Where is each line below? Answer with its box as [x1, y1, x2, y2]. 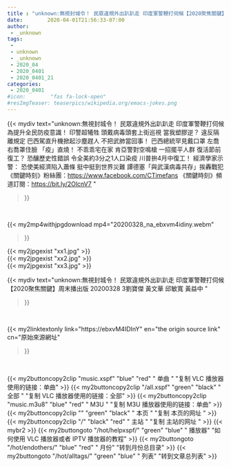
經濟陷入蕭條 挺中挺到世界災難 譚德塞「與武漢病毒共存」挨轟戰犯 [39, 163, 224, 171]
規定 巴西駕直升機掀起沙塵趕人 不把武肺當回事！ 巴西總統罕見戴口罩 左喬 [12, 136, 219, 145]
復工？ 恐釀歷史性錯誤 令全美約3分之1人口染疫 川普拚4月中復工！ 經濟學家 [7, 154, 218, 162]
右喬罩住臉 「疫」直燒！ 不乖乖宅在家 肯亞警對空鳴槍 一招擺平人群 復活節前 [7, 145, 221, 154]
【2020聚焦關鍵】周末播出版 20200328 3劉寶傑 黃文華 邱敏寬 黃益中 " [7, 284, 208, 293]
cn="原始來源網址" [7, 333, 61, 341]
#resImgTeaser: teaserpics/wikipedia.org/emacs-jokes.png [7, 100, 177, 107]
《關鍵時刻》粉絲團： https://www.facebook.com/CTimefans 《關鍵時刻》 [7, 171, 217, 179]
